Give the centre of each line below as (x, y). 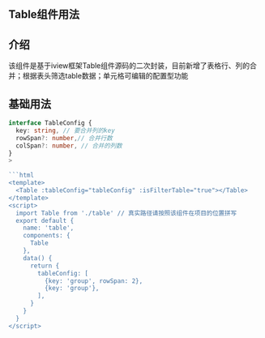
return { (45, 266)
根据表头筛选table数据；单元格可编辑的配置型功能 (105, 76)
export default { (45, 220)
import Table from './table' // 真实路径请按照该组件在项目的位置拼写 (126, 213)
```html (21, 175)
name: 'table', (49, 228)
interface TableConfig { (50, 123)
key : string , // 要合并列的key (65, 130)
